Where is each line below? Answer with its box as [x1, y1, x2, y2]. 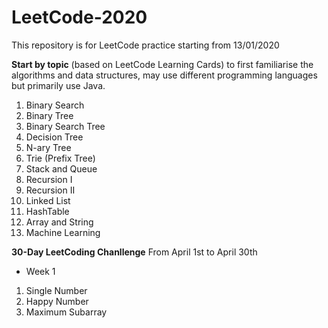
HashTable [25, 205, 70, 217]
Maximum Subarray [25, 306, 108, 318]
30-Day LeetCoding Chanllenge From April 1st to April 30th [11, 246, 258, 258]
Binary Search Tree [25, 120, 106, 132]
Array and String [25, 216, 94, 228]
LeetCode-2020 [11, 6, 148, 29]
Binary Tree [25, 109, 74, 121]
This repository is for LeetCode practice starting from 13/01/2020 [11, 39, 280, 51]
